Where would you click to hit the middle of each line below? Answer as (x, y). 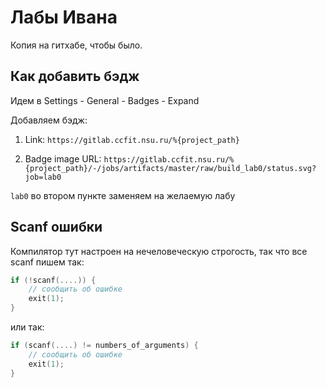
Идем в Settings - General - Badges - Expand (105, 100)
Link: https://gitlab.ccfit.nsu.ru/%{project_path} (132, 139)
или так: (27, 327)
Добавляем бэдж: (49, 120)
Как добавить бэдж (75, 76)
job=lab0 (43, 177)
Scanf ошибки (56, 227)
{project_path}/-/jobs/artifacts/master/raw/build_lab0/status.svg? (170, 168)
